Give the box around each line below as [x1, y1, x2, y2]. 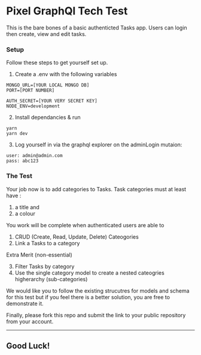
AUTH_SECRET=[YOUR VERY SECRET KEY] [6, 98, 98, 104]
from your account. [6, 318, 54, 325]
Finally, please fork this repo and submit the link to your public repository [6, 311, 186, 318]
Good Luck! [6, 341, 50, 351]
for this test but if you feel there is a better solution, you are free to [6, 293, 170, 300]
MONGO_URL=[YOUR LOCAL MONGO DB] [6, 82, 90, 88]
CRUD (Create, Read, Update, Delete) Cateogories [14, 233, 139, 240]
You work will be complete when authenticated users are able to [6, 221, 165, 228]
